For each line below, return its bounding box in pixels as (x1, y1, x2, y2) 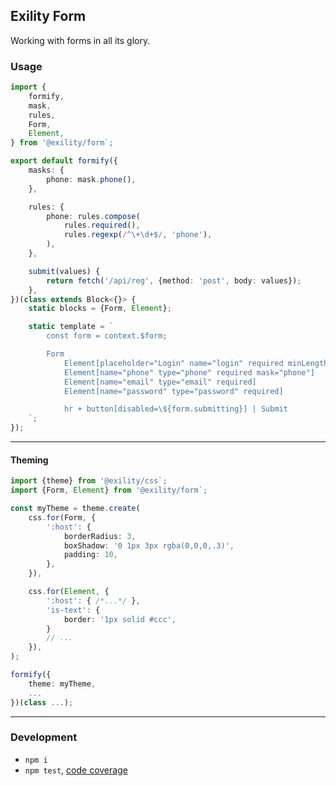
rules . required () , (63, 220, 141, 231)
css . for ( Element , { (28, 587, 110, 597)
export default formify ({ (10, 156, 118, 166)
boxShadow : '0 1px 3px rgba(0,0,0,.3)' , (63, 540, 235, 551)
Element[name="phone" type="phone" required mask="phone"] (63, 367, 315, 378)
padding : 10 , (63, 550, 118, 560)
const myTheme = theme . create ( (10, 504, 141, 514)
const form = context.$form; (46, 331, 168, 341)
